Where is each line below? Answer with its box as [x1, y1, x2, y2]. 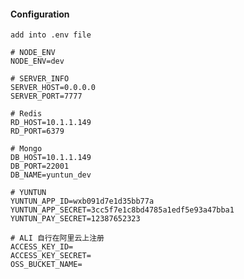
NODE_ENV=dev [10, 56, 65, 67]
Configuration [10, 8, 70, 20]
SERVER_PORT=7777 [10, 91, 83, 102]
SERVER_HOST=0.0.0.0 [10, 83, 97, 93]
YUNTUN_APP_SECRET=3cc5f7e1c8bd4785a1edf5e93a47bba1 [10, 205, 235, 215]
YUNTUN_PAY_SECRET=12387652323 [10, 214, 141, 224]
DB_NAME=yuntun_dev [10, 170, 92, 180]
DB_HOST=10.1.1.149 [10, 153, 92, 163]
